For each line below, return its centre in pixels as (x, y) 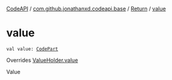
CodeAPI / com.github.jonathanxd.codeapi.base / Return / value (86, 9)
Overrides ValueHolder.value (42, 60)
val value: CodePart (33, 49)
